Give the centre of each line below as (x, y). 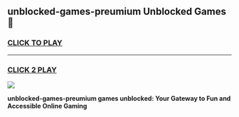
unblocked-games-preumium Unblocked (100, 12)
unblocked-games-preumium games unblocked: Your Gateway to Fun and (119, 98)
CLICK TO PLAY (35, 43)
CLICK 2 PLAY (32, 69)
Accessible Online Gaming (47, 106)
